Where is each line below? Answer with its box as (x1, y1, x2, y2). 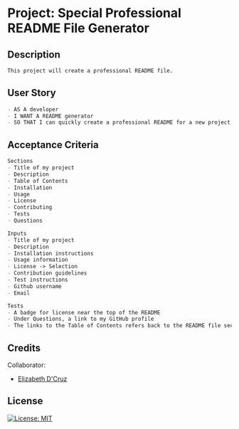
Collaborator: (7, 361, 46, 369)
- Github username (7, 282, 62, 290)
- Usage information (7, 256, 69, 264)
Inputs (7, 230, 27, 237)
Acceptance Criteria (7, 139, 99, 151)
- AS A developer (7, 105, 59, 113)
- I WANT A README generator (7, 112, 94, 120)
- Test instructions (7, 276, 69, 283)
